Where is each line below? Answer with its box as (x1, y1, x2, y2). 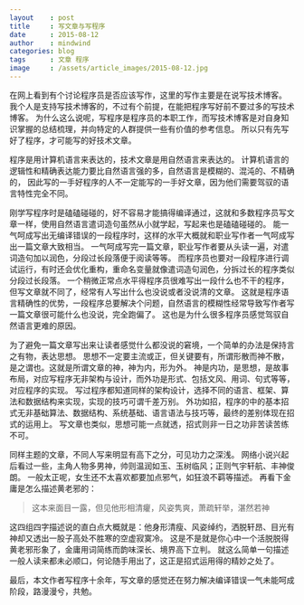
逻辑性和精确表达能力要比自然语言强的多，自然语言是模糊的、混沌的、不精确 (9, 165, 295, 176)
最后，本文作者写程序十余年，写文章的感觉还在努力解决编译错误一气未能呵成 (9, 574, 295, 585)
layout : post (9, 13, 75, 23)
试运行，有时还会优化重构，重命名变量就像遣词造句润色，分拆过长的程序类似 (9, 263, 295, 274)
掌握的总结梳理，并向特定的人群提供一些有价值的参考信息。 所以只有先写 (16, 123, 290, 134)
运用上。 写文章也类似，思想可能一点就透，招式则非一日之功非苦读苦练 (24, 418, 290, 430)
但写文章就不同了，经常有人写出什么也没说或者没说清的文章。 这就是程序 (9, 286, 281, 297)
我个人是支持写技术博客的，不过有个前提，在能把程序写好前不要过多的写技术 (9, 100, 295, 111)
